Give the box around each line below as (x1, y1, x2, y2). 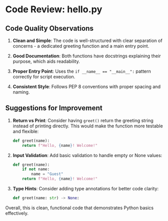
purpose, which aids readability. (12, 58, 80, 64)
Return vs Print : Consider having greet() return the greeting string (12, 117, 154, 123)
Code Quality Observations (5, 24, 94, 33)
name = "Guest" (31, 171, 64, 177)
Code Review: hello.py (5, 4, 103, 15)
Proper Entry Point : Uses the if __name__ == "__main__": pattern (12, 68, 152, 74)
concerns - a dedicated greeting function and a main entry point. (12, 43, 150, 49)
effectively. (5, 210, 29, 216)
